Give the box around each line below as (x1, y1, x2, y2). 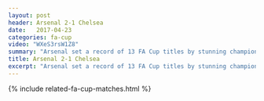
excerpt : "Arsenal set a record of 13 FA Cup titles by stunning (8, 63, 226, 70)
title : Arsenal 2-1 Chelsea (8, 56, 101, 63)
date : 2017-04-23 (8, 26, 72, 34)
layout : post (8, 11, 51, 20)
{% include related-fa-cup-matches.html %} (8, 84, 152, 93)
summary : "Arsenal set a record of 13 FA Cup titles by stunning (8, 48, 226, 56)
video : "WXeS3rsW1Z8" (8, 41, 79, 49)
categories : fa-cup (8, 33, 72, 41)
